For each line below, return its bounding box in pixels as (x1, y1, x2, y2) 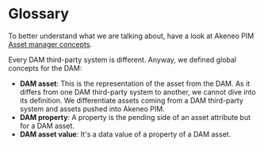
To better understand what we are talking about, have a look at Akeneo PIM (8, 31, 254, 41)
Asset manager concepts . (8, 39, 93, 48)
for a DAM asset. (19, 121, 75, 130)
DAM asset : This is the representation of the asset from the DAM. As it (19, 79, 251, 88)
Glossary (8, 5, 70, 23)
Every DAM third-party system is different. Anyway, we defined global (8, 55, 236, 64)
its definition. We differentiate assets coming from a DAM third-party (19, 95, 244, 105)
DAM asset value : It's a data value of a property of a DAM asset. (19, 129, 231, 139)
